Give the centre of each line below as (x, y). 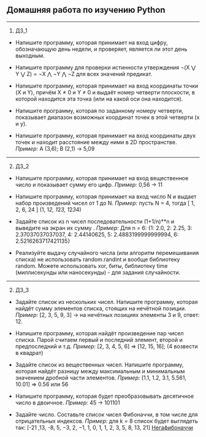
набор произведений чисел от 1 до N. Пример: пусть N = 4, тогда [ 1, (105, 203)
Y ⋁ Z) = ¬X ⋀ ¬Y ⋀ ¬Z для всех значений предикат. (84, 74)
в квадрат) (29, 352)
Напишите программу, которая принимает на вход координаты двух (105, 135)
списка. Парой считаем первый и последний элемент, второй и (99, 340)
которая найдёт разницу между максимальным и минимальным (100, 371)
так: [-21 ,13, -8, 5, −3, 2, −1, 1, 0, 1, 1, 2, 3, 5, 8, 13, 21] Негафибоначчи (104, 427)
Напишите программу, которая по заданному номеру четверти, (99, 110)
